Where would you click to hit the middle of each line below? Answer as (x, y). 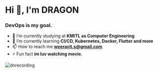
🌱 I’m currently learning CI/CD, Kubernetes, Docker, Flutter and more (83, 41)
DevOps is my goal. (29, 25)
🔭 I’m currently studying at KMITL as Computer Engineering (73, 36)
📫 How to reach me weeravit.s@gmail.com (57, 47)
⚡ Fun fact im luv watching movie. (47, 54)
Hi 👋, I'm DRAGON (42, 10)
